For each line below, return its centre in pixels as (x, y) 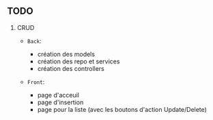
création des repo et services (79, 61)
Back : (34, 41)
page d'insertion (60, 102)
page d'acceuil (58, 95)
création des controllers (71, 68)
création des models (66, 54)
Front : (36, 82)
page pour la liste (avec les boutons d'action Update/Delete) (122, 109)
